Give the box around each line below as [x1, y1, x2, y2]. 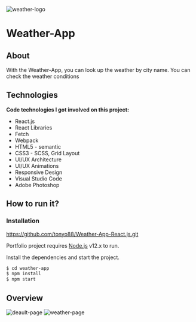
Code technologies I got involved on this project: [6, 106, 130, 113]
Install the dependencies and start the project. [6, 254, 120, 261]
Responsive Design [14, 168, 63, 176]
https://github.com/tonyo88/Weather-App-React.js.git [6, 230, 139, 237]
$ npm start [6, 276, 36, 282]
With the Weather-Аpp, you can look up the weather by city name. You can [6, 67, 191, 73]
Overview [6, 293, 44, 303]
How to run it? [6, 198, 60, 209]
